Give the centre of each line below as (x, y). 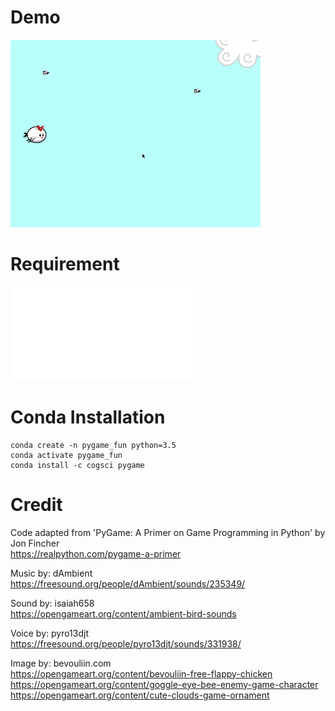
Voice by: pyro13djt (49, 633)
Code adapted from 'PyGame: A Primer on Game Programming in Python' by (168, 532)
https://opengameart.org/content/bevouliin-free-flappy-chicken (141, 673)
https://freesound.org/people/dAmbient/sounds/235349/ (128, 583)
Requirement (65, 264)
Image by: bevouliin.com (61, 663)
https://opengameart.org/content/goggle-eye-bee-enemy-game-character (164, 684)
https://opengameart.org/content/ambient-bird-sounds (123, 613)
